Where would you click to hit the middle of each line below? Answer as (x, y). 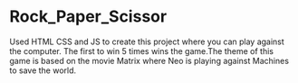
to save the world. (43, 70)
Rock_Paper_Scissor (88, 17)
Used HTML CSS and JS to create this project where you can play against (147, 41)
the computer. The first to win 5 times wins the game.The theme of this (142, 51)
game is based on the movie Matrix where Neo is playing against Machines (149, 60)
